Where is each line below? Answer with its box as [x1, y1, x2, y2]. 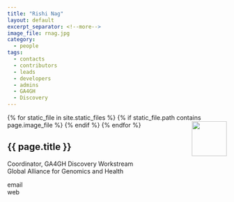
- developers [13, 75, 52, 82]
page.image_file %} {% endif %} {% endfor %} [7, 121, 141, 129]
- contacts [13, 56, 45, 63]
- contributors [13, 62, 58, 69]
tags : [7, 49, 23, 56]
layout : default [7, 17, 54, 24]
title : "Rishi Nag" [7, 10, 64, 17]
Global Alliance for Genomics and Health [7, 166, 124, 175]
